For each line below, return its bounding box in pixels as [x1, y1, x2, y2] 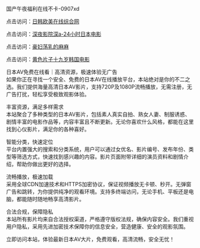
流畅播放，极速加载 [6, 173, 54, 180]
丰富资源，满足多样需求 [6, 103, 64, 110]
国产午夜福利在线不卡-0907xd [6, 5, 80, 12]
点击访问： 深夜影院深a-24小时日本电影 [6, 30, 102, 37]
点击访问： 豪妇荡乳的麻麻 [6, 43, 69, 50]
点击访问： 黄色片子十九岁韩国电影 [6, 56, 90, 62]
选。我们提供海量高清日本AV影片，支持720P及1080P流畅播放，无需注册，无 [6, 83, 192, 90]
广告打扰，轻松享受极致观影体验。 [6, 91, 90, 98]
